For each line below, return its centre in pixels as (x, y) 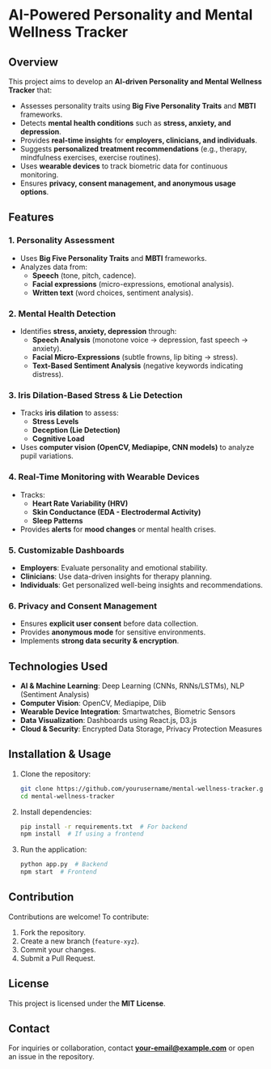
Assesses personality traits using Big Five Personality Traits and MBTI (138, 106)
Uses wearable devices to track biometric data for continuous (124, 166)
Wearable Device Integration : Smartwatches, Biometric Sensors (128, 712)
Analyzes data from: (53, 267)
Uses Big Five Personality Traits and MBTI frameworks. (114, 258)
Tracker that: (30, 90)
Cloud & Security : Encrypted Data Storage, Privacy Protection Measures (141, 729)
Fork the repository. (53, 932)
